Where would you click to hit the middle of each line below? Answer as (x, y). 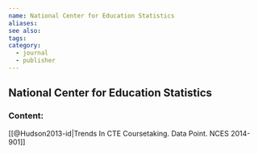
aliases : (23, 23)
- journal (32, 53)
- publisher (36, 61)
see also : (25, 30)
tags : (17, 38)
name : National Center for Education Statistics (92, 16)
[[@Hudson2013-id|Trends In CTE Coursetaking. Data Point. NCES (119, 133)
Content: (26, 115)
